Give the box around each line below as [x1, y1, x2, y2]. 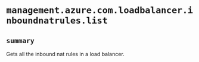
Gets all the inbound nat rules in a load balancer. [6, 51, 125, 57]
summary [6, 36, 35, 45]
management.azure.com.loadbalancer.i [6, 5, 194, 16]
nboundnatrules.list [6, 15, 108, 27]
